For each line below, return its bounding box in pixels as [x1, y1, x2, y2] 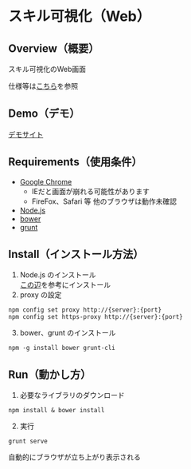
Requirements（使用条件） [8, 155, 142, 169]
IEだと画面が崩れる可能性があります [31, 186, 150, 196]
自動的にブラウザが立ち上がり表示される [8, 452, 141, 462]
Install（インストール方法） [8, 248, 144, 261]
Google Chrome [19, 177, 72, 186]
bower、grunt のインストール [19, 328, 116, 338]
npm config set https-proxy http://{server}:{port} [8, 313, 183, 321]
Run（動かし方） [8, 368, 92, 381]
